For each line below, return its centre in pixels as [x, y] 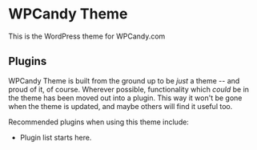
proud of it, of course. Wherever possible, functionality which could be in [129, 89]
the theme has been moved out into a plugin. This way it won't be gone [125, 98]
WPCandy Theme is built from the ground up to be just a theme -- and [124, 80]
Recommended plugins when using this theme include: [99, 122]
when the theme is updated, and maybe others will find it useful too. [120, 106]
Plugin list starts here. [56, 137]
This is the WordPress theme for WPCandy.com [87, 36]
